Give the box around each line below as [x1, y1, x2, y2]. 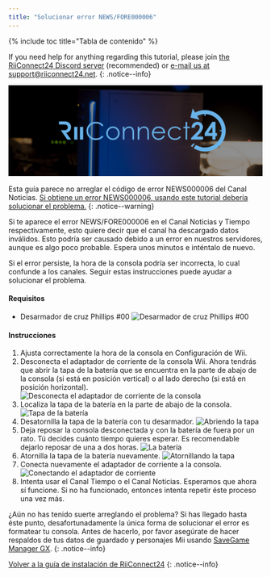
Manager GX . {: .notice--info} [8, 544, 106, 554]
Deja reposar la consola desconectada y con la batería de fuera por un [19, 425, 255, 435]
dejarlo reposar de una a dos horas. [19, 442, 139, 452]
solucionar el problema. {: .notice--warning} [8, 201, 155, 211]
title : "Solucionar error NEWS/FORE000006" [8, 13, 157, 21]
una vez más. [19, 494, 65, 504]
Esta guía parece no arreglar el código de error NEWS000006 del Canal [8, 184, 248, 194]
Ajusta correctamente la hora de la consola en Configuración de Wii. [19, 348, 248, 358]
